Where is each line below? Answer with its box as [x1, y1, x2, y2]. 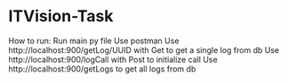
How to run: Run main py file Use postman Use [8, 35, 180, 46]
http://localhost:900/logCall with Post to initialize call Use [8, 54, 219, 64]
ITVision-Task [8, 6, 114, 26]
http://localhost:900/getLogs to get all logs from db [8, 64, 196, 74]
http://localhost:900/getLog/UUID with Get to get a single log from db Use [8, 44, 280, 55]
